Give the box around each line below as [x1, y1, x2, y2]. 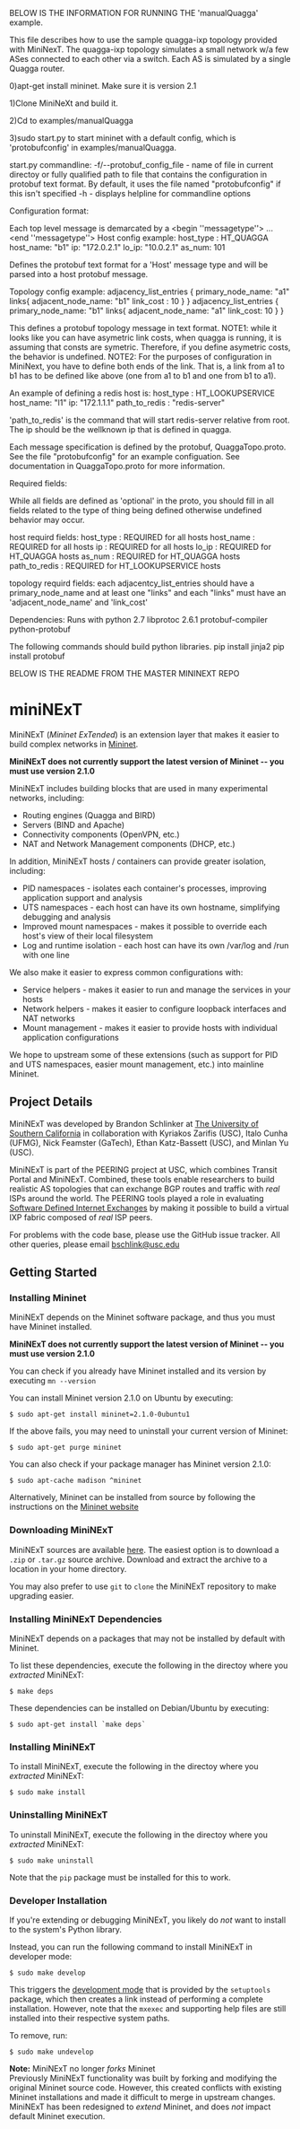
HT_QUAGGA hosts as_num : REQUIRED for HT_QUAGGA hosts [9, 551, 241, 562]
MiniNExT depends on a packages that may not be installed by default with [9, 1633, 286, 1645]
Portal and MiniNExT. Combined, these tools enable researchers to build [9, 1174, 275, 1184]
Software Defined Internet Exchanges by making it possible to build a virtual [9, 1202, 289, 1213]
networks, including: [9, 792, 85, 803]
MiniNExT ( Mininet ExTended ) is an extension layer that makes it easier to [9, 729, 279, 739]
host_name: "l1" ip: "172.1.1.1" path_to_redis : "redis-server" [9, 397, 226, 407]
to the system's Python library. [9, 1924, 123, 1934]
